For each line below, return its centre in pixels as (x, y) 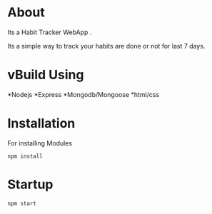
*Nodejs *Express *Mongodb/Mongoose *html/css (84, 94)
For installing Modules (40, 143)
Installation (41, 124)
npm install (25, 156)
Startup (30, 184)
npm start (22, 203)
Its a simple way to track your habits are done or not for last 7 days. (106, 46)
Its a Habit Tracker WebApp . (50, 32)
